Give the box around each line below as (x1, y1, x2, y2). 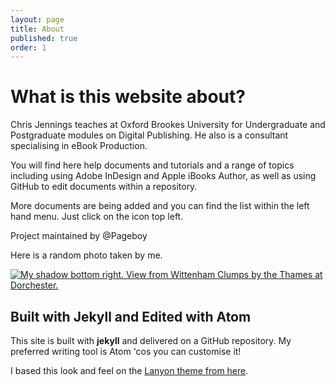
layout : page (10, 14, 65, 25)
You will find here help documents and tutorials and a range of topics (10, 159, 295, 171)
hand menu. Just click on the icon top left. (10, 211, 184, 223)
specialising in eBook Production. (10, 140, 148, 152)
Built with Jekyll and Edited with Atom (10, 308, 252, 325)
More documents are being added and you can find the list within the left (10, 200, 310, 212)
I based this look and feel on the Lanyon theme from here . (10, 365, 249, 376)
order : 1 (10, 42, 47, 53)
